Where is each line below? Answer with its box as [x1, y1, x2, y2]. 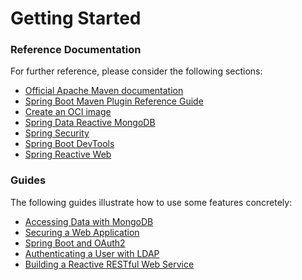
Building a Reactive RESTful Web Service [24, 258, 195, 270]
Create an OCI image [24, 106, 112, 118]
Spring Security [24, 127, 90, 139]
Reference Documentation [10, 43, 142, 57]
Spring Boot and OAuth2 [24, 237, 126, 249]
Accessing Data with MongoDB [24, 215, 154, 227]
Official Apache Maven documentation [24, 85, 184, 97]
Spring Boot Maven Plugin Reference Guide [24, 95, 204, 107]
